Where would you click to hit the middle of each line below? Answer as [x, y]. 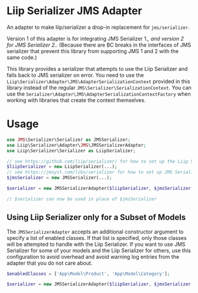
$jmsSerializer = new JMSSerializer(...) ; [59, 178]
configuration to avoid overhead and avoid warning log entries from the [93, 256]
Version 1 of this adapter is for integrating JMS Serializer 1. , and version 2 [95, 38]
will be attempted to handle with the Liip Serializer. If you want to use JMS [96, 244]
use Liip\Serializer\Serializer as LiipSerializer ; [71, 151]
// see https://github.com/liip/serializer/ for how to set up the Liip [98, 161]
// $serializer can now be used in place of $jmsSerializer [82, 199]
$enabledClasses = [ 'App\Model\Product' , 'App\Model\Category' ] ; [88, 274]
